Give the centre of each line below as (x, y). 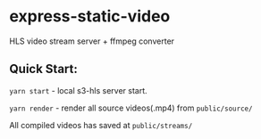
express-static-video (90, 16)
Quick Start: (43, 69)
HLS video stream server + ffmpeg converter (92, 41)
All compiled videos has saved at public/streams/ (101, 125)
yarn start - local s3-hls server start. (78, 90)
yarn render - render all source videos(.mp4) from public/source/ (131, 108)
